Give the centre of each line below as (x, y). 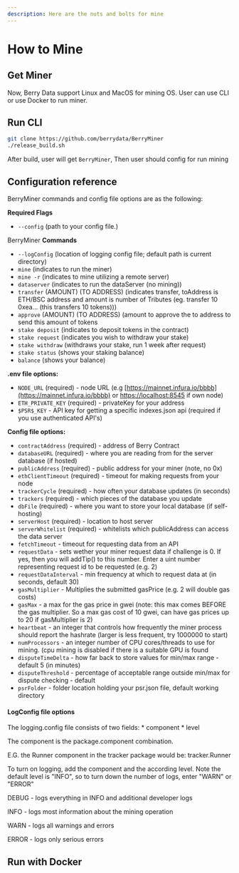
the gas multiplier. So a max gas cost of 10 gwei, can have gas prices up (123, 612)
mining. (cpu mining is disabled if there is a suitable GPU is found (113, 650)
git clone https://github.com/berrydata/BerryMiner (85, 139)
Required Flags (30, 212)
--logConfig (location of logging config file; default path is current (115, 254)
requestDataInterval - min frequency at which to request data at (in (117, 574)
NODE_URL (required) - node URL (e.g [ (72, 388)
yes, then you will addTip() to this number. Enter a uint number (109, 559)
